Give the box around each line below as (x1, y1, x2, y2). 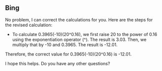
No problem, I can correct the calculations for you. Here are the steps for (5, 17, 153, 22)
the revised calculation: (5, 22, 53, 28)
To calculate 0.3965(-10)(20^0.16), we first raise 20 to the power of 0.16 (12, 31, 158, 37)
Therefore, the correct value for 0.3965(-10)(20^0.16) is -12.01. (5, 51, 132, 57)
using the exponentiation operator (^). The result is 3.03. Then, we (12, 36, 147, 42)
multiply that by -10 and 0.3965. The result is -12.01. (12, 41, 118, 48)
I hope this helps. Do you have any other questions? (5, 60, 110, 66)
